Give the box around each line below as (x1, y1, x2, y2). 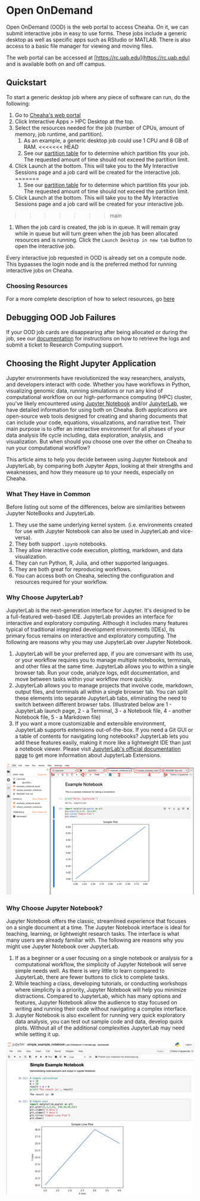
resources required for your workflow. (14, 578, 108, 586)
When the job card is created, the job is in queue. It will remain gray (14, 223, 180, 231)
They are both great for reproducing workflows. (14, 565, 132, 572)
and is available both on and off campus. (6, 60, 106, 68)
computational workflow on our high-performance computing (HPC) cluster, (6, 393, 192, 400)
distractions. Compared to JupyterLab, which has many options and (14, 992, 182, 1000)
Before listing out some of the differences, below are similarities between (6, 503, 186, 510)
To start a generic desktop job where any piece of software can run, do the (6, 93, 190, 100)
